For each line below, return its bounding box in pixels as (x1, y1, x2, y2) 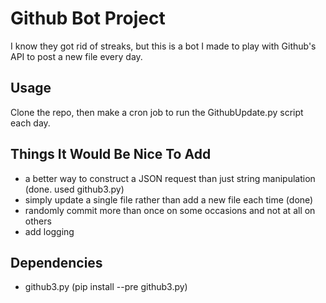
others (24, 215, 52, 227)
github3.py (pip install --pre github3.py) (24, 281, 188, 293)
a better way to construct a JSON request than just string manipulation (24, 172, 316, 184)
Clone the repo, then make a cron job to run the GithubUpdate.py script (10, 106, 304, 118)
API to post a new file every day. (10, 50, 143, 62)
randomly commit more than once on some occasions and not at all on (24, 204, 316, 216)
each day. (10, 117, 51, 129)
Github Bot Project (10, 7, 166, 30)
